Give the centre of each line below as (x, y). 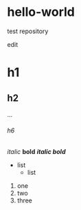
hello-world (41, 12)
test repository (28, 31)
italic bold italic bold (36, 152)
